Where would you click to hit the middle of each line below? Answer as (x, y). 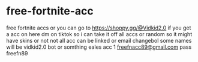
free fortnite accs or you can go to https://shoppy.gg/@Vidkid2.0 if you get (99, 28)
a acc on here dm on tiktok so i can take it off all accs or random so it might (99, 34)
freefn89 (17, 53)
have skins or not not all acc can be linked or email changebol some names (99, 40)
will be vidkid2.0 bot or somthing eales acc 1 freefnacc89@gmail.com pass (99, 47)
